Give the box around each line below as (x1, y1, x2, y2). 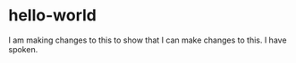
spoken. (8, 43, 38, 54)
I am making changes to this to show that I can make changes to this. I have (8, 35, 287, 45)
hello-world (8, 5, 97, 26)
